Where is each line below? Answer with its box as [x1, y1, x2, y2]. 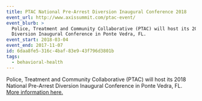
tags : [6, 54, 20, 60]
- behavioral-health [11, 59, 63, 65]
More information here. [6, 88, 63, 96]
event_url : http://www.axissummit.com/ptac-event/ [6, 14, 136, 20]
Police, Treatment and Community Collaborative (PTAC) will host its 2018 [6, 76, 186, 83]
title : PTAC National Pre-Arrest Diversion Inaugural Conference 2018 [6, 8, 187, 15]
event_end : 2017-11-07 [6, 43, 63, 49]
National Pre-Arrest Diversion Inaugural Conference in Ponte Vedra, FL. [6, 82, 183, 89]
